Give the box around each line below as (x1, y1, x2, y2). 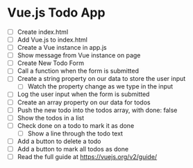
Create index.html (17, 28, 69, 36)
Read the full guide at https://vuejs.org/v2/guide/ (17, 152, 158, 160)
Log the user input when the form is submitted (17, 90, 150, 98)
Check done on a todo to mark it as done (17, 121, 135, 129)
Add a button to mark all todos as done (17, 144, 129, 153)
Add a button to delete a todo (17, 137, 102, 145)
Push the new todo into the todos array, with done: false (17, 106, 178, 114)
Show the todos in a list (17, 113, 85, 122)
